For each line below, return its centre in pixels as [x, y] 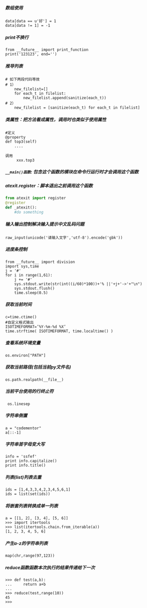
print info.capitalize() [31, 461]
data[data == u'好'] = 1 [31, 21]
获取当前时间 [18, 304]
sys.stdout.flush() [35, 288]
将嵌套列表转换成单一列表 [32, 506]
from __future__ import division [40, 262]
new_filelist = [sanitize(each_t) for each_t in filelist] [77, 108]
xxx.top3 [26, 160]
